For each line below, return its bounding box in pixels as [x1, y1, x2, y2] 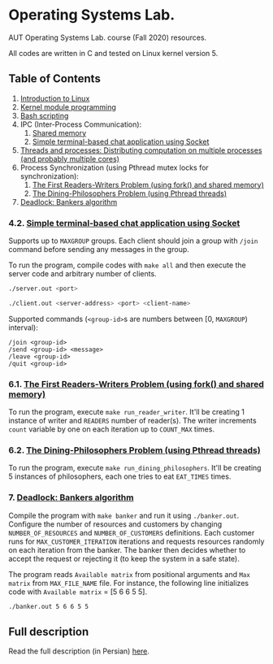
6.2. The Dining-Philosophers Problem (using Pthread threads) [8, 445, 262, 456]
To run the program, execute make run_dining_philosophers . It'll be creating [8, 463, 262, 473]
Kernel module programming [19, 102, 116, 111]
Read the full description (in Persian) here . [8, 646, 150, 656]
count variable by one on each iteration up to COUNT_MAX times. [8, 424, 215, 434]
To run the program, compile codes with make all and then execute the [8, 260, 246, 270]
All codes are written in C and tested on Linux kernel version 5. [8, 48, 219, 58]
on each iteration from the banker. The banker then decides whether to [8, 545, 246, 554]
